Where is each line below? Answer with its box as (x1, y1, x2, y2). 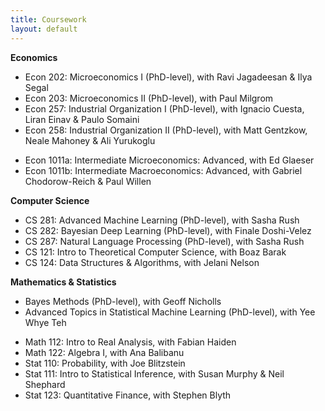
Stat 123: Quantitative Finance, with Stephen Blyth (24, 389, 232, 401)
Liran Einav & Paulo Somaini (24, 113, 140, 125)
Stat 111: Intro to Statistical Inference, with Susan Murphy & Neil (24, 367, 285, 380)
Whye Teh (24, 316, 67, 328)
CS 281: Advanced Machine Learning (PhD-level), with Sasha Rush (24, 214, 300, 226)
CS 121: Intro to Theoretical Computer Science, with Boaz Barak (24, 246, 287, 258)
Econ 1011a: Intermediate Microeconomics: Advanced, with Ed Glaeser (24, 154, 315, 166)
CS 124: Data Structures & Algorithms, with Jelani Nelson (24, 256, 260, 268)
